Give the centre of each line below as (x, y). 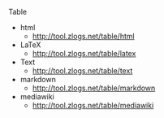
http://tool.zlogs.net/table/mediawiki (93, 105)
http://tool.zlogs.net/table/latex (84, 53)
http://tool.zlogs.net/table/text (82, 71)
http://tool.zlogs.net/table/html (84, 36)
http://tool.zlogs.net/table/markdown (94, 88)
